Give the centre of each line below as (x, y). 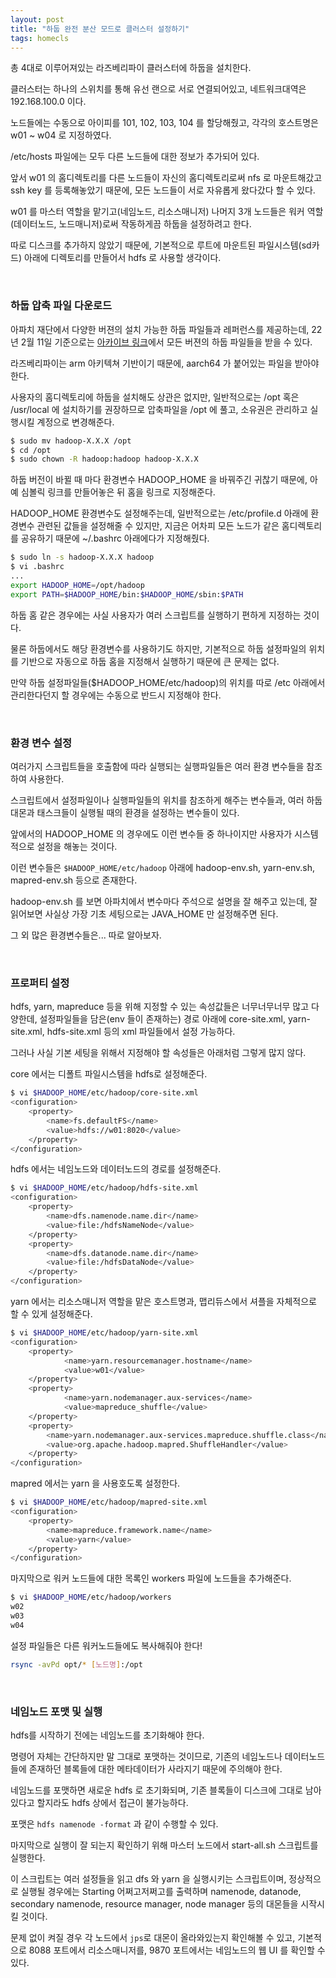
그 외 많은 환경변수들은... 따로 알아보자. (86, 935)
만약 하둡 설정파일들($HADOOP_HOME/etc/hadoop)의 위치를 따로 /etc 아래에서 (168, 682)
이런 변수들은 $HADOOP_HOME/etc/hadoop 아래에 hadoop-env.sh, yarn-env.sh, (163, 867)
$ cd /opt (31, 450)
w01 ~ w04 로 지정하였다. (61, 135)
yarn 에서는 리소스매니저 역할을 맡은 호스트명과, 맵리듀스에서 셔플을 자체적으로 (163, 1302)
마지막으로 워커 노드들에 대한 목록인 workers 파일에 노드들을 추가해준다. (151, 1578)
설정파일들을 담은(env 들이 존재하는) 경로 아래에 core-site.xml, (163, 1019)
